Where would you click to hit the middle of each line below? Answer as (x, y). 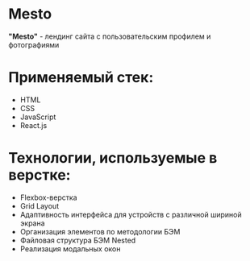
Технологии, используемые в (113, 158)
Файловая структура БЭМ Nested (78, 240)
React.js (33, 125)
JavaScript (38, 117)
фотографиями (34, 44)
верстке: (40, 175)
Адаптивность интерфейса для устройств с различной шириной (131, 214)
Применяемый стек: (81, 78)
